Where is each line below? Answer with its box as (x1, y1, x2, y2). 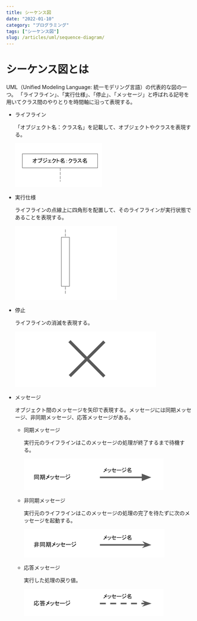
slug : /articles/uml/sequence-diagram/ (6, 34, 105, 41)
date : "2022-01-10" (6, 15, 55, 22)
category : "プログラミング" (6, 22, 69, 28)
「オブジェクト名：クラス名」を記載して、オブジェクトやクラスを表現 (14, 123, 186, 131)
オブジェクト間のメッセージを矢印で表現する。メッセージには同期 (14, 407, 176, 414)
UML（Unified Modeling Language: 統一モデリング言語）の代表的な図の (6, 84, 182, 91)
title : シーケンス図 (6, 9, 52, 15)
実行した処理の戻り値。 (23, 576, 81, 584)
